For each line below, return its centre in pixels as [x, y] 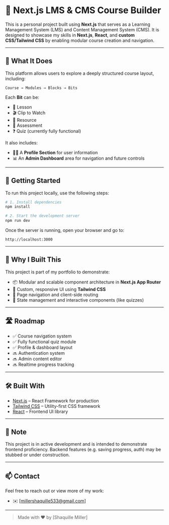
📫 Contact [23, 476]
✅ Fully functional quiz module [44, 342]
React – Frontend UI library [40, 411]
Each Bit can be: [22, 97]
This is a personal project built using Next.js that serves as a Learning [78, 24]
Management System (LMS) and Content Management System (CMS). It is [82, 29]
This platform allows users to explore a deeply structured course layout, [80, 73]
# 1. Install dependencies [33, 202]
